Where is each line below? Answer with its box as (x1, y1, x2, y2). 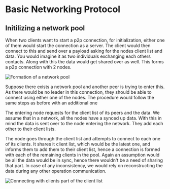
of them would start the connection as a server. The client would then (5, 43, 151, 49)
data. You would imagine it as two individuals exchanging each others (5, 53, 151, 59)
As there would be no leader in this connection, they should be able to (5, 89, 152, 95)
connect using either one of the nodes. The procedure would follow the (5, 95, 155, 100)
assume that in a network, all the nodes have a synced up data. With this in (5, 115, 162, 121)
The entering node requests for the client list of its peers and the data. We (5, 110, 160, 116)
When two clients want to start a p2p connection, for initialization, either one (5, 37, 165, 43)
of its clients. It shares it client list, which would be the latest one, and (5, 141, 151, 147)
